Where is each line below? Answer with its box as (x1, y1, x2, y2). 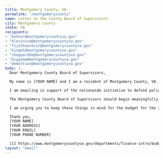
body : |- (5, 66, 23, 71)
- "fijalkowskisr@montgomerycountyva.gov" (5, 43, 93, 48)
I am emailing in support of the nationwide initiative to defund (9, 88, 147, 93)
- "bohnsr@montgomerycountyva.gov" (5, 35, 78, 39)
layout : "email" (5, 145, 38, 151)
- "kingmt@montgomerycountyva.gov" (5, 48, 78, 53)
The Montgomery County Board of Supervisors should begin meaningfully (9, 97, 159, 102)
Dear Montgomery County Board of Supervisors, (9, 70, 106, 75)
